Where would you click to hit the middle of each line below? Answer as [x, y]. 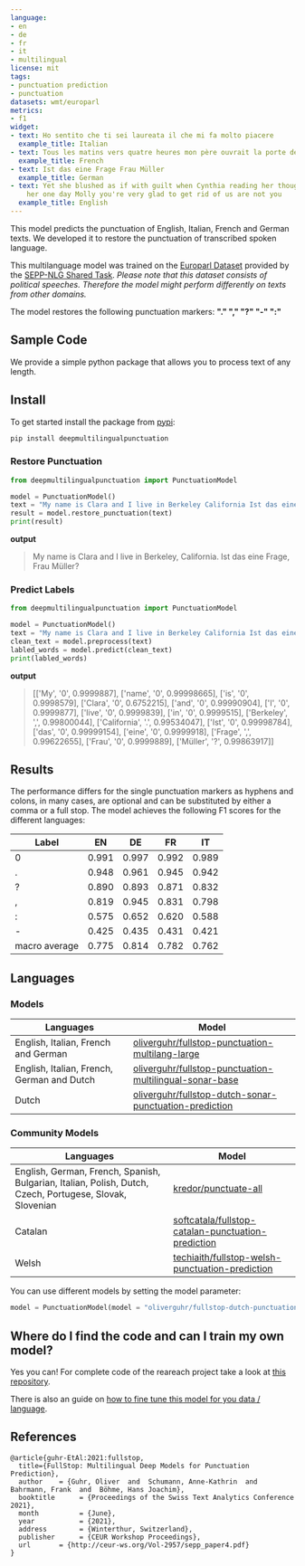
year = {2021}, [67, 1521]
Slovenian [36, 1206]
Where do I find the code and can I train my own [147, 1336]
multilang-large [167, 1054]
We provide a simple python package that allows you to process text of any [151, 362]
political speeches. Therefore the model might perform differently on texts [148, 284]
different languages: [48, 821]
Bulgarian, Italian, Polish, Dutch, [82, 1183]
